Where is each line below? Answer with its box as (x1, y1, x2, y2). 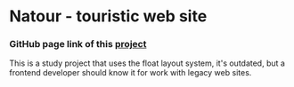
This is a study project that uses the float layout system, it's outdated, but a (9, 58, 285, 68)
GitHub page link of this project (9, 38, 147, 51)
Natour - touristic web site (9, 6, 208, 27)
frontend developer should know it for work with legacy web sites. (9, 67, 252, 78)
